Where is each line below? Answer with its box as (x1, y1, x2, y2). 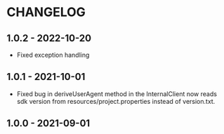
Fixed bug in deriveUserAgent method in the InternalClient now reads (16, 89, 217, 98)
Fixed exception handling (16, 51, 90, 59)
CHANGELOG (6, 4, 86, 20)
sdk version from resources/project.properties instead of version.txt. (16, 97, 216, 105)
